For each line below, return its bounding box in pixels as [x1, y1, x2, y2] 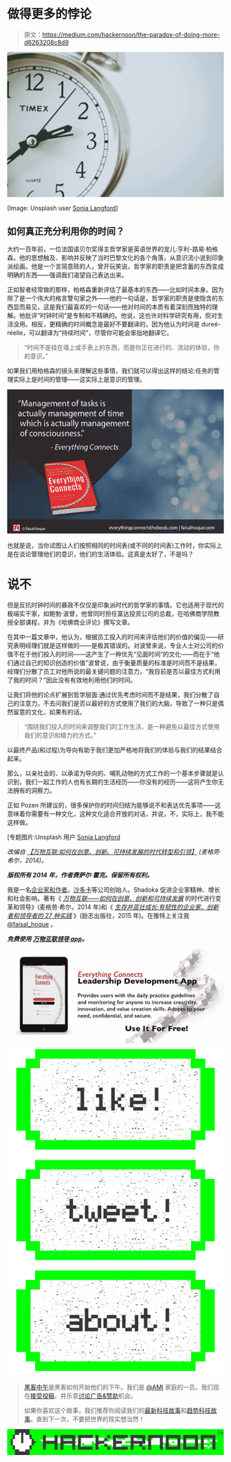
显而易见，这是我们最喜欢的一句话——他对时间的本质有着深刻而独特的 [12, 303, 212, 311]
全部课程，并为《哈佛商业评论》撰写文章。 [12, 618, 134, 626]
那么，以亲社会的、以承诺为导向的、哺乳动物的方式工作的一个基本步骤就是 [7, 769, 218, 777]
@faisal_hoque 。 [7, 919, 57, 928]
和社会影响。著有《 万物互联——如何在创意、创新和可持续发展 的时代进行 [7, 894, 215, 902]
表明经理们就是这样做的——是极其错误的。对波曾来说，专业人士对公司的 [12, 641, 218, 650]
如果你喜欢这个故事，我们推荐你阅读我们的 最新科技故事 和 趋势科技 [23, 1406, 211, 1414]
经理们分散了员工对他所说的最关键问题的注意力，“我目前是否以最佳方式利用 [7, 667, 221, 675]
